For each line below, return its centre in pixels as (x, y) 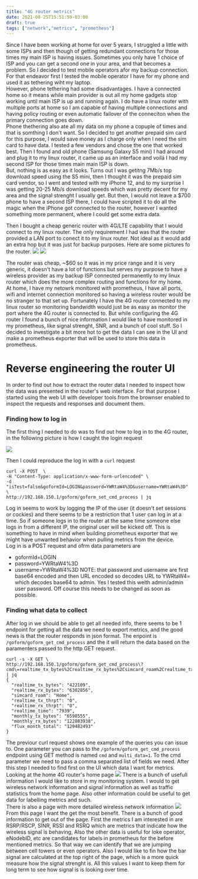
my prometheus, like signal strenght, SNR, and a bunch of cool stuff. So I (94, 326)
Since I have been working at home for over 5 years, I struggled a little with (97, 45)
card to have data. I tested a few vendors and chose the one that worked (94, 145)
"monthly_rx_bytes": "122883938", (54, 721)
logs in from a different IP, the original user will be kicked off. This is (88, 527)
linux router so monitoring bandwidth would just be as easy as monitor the (96, 307)
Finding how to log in (37, 419)
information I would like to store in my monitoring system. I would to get (93, 781)
